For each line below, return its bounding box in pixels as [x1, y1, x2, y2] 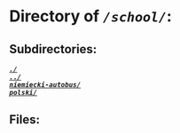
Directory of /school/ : [9, 6, 173, 27]
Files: [9, 113, 40, 128]
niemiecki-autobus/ [9, 81, 82, 90]
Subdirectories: [9, 42, 98, 57]
